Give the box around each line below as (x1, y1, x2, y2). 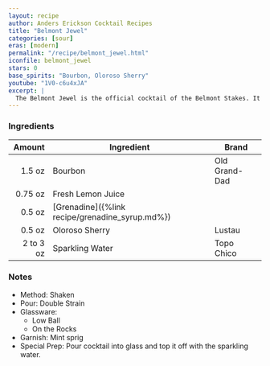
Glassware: (19, 306, 58, 316)
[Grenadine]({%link (52, 201, 126, 212)
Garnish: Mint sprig (19, 332, 84, 342)
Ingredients (8, 121, 55, 132)
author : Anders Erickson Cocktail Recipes (8, 19, 153, 27)
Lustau (214, 224, 241, 236)
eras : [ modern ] (8, 42, 59, 50)
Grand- (214, 165, 243, 176)
